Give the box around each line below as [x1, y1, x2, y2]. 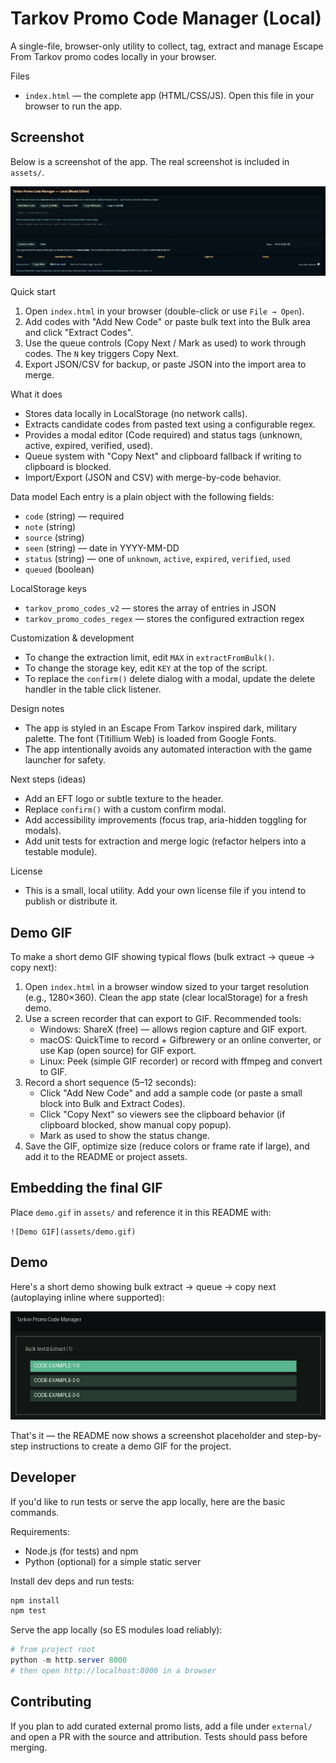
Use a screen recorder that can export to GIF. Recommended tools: [24, 1012, 302, 1024]
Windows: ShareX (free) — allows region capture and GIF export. [39, 1023, 307, 1035]
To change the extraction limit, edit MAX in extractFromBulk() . [24, 652, 275, 664]
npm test [10, 1606, 47, 1616]
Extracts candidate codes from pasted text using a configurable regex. [24, 418, 317, 431]
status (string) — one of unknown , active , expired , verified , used [24, 553, 291, 565]
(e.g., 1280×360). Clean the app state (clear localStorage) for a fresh [24, 991, 308, 1003]
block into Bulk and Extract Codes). [39, 1097, 186, 1109]
